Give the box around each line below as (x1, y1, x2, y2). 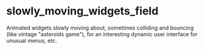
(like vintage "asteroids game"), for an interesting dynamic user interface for (6, 30, 198, 37)
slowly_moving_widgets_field (6, 4, 159, 18)
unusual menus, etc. (6, 37, 57, 44)
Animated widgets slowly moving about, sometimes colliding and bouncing (6, 24, 194, 31)
